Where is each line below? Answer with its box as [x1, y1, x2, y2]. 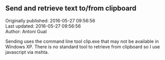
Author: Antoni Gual [5, 28, 47, 35]
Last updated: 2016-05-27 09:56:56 [5, 23, 81, 29]
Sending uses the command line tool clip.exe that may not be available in [5, 38, 159, 44]
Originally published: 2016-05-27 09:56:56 [5, 17, 96, 23]
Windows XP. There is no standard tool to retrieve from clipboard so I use [5, 43, 160, 50]
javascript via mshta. [5, 49, 49, 55]
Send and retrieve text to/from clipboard [5, 4, 137, 13]
